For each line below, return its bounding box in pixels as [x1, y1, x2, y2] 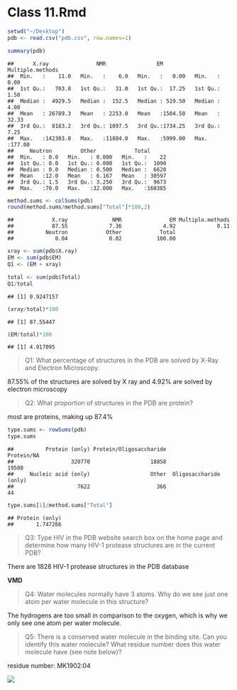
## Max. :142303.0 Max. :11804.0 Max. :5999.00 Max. [7, 134, 208, 142]
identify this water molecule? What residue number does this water [24, 640, 221, 649]
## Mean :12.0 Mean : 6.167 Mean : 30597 [7, 172, 167, 179]
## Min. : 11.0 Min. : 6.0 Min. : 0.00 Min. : [7, 73, 221, 80]
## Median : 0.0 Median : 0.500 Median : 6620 [7, 166, 167, 173]
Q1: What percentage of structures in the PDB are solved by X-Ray [24, 356, 219, 365]
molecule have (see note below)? [24, 648, 122, 657]
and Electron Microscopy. [24, 363, 100, 372]
